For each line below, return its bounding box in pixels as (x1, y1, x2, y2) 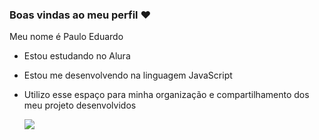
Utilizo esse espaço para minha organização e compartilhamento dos (23, 89, 310, 101)
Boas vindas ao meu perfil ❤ (9, 8, 152, 22)
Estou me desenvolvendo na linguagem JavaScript (23, 69, 233, 82)
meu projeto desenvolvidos (23, 99, 137, 112)
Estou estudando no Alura (23, 50, 131, 62)
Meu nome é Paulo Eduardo (9, 31, 124, 43)
